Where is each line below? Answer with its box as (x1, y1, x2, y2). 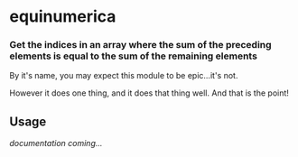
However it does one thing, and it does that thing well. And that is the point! (9, 88, 289, 98)
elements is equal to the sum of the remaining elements (9, 50, 257, 62)
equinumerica (9, 6, 116, 27)
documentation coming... (9, 138, 103, 149)
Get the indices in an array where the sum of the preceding (9, 39, 273, 51)
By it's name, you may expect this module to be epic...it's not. (9, 70, 238, 81)
